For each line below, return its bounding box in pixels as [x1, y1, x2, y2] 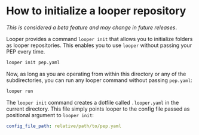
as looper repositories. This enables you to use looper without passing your [6, 42, 192, 49]
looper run [6, 88, 33, 94]
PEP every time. [6, 48, 45, 55]
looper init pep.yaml [6, 59, 60, 65]
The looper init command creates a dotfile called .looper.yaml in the [6, 99, 179, 106]
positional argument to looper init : [6, 111, 94, 118]
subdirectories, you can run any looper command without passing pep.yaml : [6, 76, 192, 84]
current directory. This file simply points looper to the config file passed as [6, 105, 190, 112]
